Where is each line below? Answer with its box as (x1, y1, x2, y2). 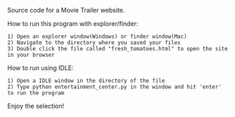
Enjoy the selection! (7, 102, 65, 110)
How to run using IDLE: (7, 64, 74, 72)
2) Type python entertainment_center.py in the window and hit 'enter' (7, 83, 222, 90)
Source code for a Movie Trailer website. (7, 6, 125, 14)
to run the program (7, 90, 65, 97)
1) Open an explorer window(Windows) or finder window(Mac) (7, 33, 188, 40)
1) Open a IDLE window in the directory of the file (7, 77, 165, 84)
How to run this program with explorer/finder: (7, 20, 139, 27)
